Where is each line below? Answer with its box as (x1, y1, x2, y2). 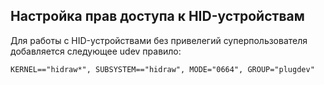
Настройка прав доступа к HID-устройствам (10, 8, 305, 25)
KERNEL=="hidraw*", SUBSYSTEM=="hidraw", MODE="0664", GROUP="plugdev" (10, 64, 315, 74)
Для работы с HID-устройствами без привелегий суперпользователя (10, 34, 308, 46)
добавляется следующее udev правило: (10, 45, 182, 57)
